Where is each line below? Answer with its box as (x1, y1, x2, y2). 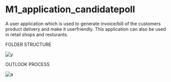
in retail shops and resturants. (5, 31, 68, 37)
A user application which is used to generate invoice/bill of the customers (5, 20, 161, 27)
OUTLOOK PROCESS (5, 61, 50, 67)
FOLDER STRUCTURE (5, 41, 51, 47)
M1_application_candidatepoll (5, 4, 135, 15)
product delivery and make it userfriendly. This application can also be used (5, 26, 166, 32)
